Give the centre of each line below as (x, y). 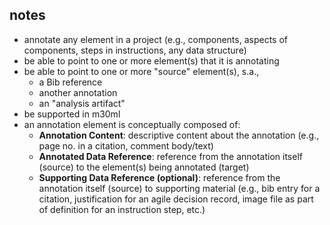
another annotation (78, 92)
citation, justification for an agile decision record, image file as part (176, 199)
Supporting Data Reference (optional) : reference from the (159, 177)
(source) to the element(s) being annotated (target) (144, 167)
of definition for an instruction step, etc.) (122, 209)
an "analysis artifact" (82, 103)
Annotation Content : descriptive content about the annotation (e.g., (179, 135)
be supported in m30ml (72, 114)
